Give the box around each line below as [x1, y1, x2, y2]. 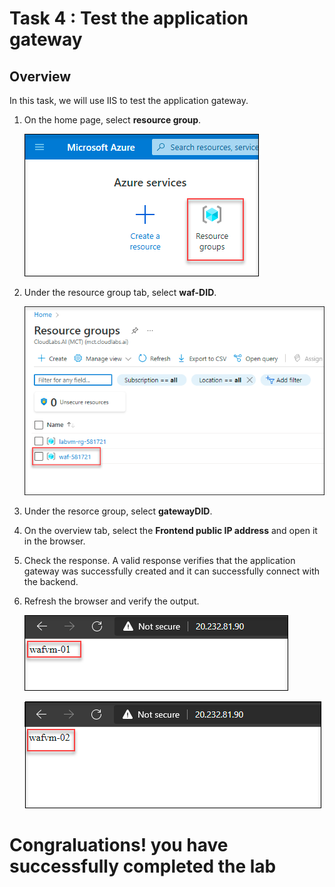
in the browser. [23, 535, 86, 547]
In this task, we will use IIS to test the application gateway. [9, 95, 249, 106]
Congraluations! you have [9, 834, 229, 857]
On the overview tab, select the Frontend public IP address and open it [23, 524, 318, 536]
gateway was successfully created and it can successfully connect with [23, 565, 320, 577]
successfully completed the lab [9, 855, 277, 878]
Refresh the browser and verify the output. [23, 595, 200, 607]
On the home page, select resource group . [23, 114, 202, 126]
